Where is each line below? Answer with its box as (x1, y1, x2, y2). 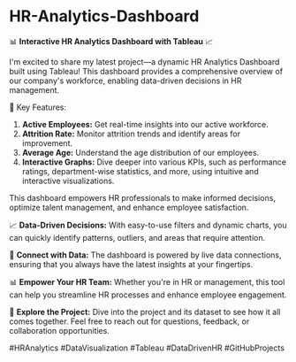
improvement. (21, 137, 73, 148)
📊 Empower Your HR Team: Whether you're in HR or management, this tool (9, 276, 285, 287)
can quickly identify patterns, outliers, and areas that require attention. (9, 232, 266, 243)
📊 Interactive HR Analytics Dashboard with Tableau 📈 (9, 35, 214, 46)
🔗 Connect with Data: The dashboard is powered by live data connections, (9, 250, 282, 260)
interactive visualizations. (21, 175, 115, 186)
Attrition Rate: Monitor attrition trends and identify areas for (21, 128, 241, 139)
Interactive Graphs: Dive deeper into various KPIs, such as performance (21, 157, 287, 167)
